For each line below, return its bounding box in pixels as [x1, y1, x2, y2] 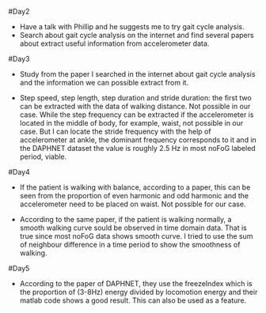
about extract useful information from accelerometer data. [19, 39, 210, 48]
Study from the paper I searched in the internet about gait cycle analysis [19, 70, 256, 78]
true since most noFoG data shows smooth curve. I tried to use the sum [19, 232, 253, 240]
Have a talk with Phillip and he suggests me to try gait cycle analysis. [19, 22, 245, 31]
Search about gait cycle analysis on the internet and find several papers [19, 31, 255, 40]
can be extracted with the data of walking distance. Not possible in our [19, 102, 251, 111]
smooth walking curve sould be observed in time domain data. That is [19, 223, 247, 232]
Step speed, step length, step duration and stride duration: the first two [19, 93, 252, 102]
